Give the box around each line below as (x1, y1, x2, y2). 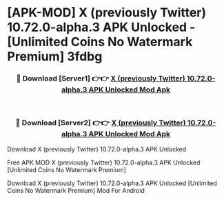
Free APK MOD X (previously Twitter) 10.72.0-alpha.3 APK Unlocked (7, 158, 201, 167)
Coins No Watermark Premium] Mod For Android (7, 186, 145, 194)
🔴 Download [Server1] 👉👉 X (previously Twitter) (16, 74, 185, 83)
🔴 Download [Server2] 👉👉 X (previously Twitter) (15, 118, 186, 128)
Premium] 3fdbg (7, 49, 103, 65)
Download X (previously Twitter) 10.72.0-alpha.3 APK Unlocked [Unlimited (7, 179, 217, 187)
